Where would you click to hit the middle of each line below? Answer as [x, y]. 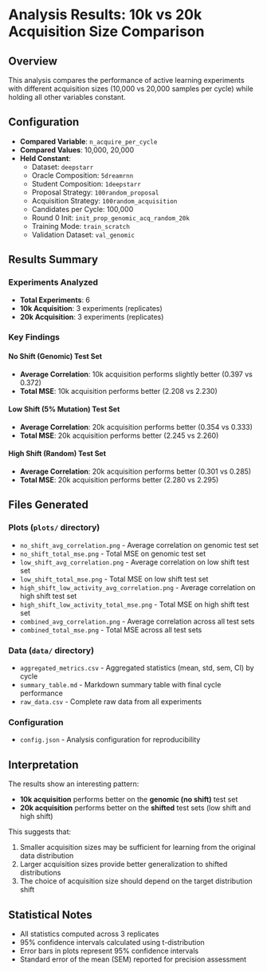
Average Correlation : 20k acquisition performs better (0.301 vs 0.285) [135, 471]
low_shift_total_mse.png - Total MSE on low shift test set [114, 579]
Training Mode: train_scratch [80, 226]
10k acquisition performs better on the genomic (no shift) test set [129, 800]
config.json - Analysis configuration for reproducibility [110, 740]
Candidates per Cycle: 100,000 [82, 209]
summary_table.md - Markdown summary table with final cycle [120, 685]
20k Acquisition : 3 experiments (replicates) [92, 317]
